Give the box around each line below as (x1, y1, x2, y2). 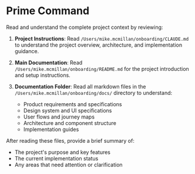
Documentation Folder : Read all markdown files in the (14, 83, 146, 90)
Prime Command (6, 4, 90, 18)
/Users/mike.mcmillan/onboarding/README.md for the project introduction (14, 65, 189, 72)
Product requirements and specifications (23, 100, 122, 107)
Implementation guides (23, 126, 79, 133)
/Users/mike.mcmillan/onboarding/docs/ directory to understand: (14, 89, 173, 96)
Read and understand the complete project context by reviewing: (6, 24, 163, 31)
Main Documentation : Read (14, 59, 83, 66)
